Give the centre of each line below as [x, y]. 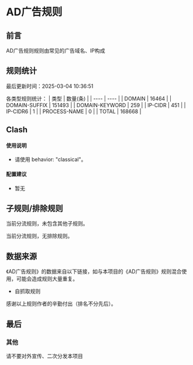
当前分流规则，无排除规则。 [39, 236]
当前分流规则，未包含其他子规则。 [47, 224]
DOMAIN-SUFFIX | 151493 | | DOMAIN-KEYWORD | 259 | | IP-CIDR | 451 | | [96, 105]
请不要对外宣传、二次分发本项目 [44, 356]
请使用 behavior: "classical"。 [50, 159]
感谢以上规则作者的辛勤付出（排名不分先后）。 [61, 304]
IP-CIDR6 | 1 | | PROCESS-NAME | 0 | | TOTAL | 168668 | [74, 111]
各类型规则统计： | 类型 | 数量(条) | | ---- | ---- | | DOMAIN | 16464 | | [89, 98]
